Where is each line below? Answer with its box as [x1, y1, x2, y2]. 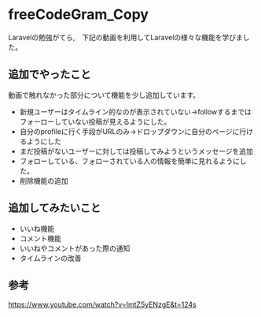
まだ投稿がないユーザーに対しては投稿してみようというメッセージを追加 [19, 146, 254, 155]
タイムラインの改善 [19, 253, 82, 263]
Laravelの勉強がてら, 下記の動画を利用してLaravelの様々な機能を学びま [8, 32, 244, 42]
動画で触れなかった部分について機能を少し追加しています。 [8, 90, 200, 99]
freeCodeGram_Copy [8, 6, 149, 24]
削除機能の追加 [19, 176, 68, 185]
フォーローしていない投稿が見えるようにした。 [19, 117, 171, 126]
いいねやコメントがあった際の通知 [19, 243, 130, 253]
